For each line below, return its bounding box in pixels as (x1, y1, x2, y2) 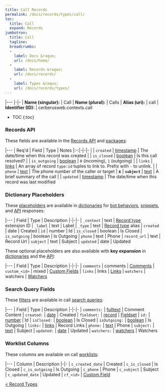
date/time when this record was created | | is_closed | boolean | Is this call (5, 152, 157, 159)
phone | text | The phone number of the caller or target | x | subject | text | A (5, 168, 159, 174)
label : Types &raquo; (14, 81, 58, 86)
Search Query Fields (5, 286, 55, 293)
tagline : (9, 40, 28, 45)
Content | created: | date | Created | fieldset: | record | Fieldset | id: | (5, 312, 150, 318)
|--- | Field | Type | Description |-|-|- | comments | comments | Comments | (5, 263, 155, 269)
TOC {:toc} (12, 114, 35, 120)
